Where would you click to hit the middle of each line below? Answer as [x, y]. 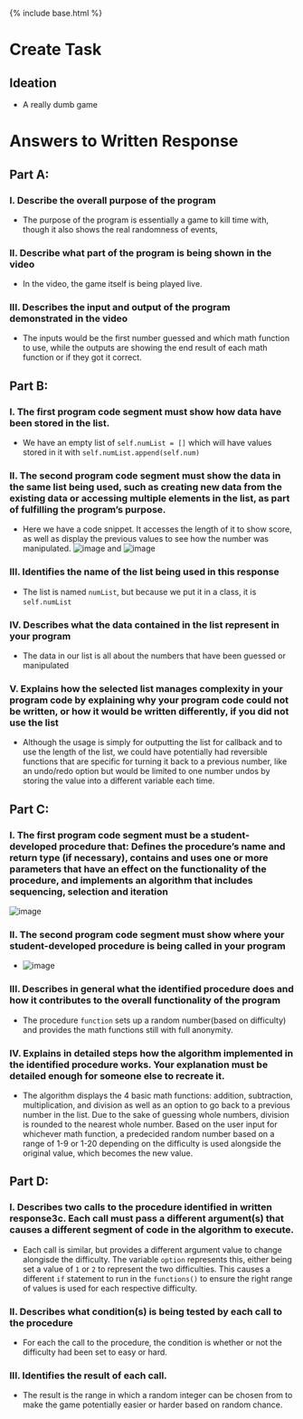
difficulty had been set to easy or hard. [95, 1352]
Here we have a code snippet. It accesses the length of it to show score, [157, 529]
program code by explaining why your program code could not [149, 700]
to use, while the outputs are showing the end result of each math [145, 348]
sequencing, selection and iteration [89, 892]
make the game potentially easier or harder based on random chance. [152, 1405]
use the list [34, 723]
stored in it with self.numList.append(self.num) [111, 452]
